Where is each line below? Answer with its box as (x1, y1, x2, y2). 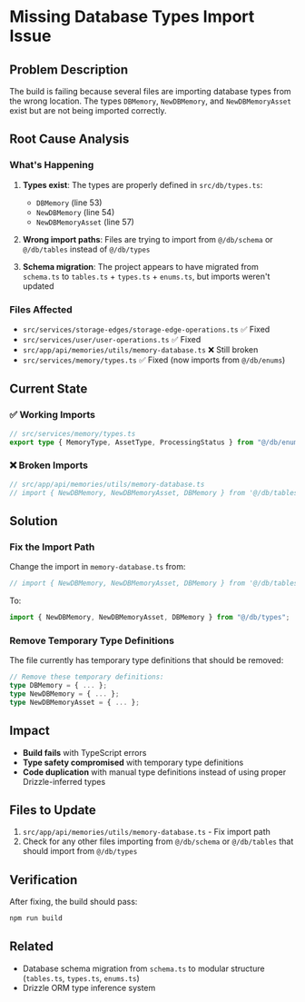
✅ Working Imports (9, 409, 96, 422)
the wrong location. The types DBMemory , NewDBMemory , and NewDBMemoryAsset (9, 95, 292, 106)
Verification (9, 872, 78, 888)
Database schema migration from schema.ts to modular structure (22, 963, 265, 974)
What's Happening (9, 159, 94, 172)
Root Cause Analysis (9, 132, 130, 147)
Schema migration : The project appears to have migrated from (22, 261, 259, 272)
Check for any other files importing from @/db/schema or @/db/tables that (22, 836, 294, 847)
